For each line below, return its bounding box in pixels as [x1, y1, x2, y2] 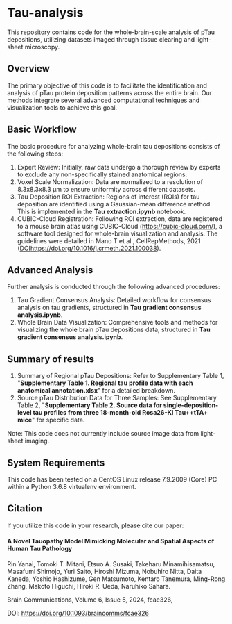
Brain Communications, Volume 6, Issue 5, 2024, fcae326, [7, 596, 173, 604]
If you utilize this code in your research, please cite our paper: [7, 521, 184, 529]
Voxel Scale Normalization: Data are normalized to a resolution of [17, 177, 203, 186]
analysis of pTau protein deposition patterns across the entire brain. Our [7, 88, 213, 97]
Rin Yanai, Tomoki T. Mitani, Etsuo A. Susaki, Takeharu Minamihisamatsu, [7, 560, 215, 568]
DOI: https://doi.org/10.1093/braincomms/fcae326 [7, 609, 149, 618]
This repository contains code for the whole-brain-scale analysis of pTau [7, 28, 215, 36]
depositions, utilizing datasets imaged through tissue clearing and [7, 35, 195, 43]
